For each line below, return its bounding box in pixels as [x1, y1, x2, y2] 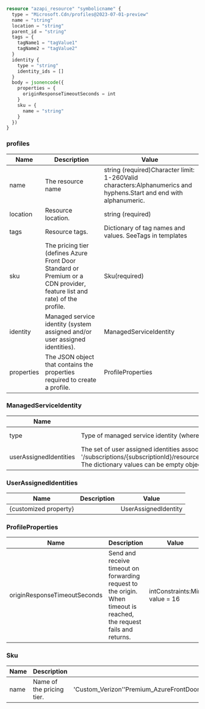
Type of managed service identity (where [81, 431, 200, 440]
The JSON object [45, 352, 95, 361]
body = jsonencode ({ [12, 79, 64, 85]
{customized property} [9, 504, 74, 513]
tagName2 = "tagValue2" [17, 46, 78, 52]
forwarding [108, 572, 140, 580]
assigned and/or [45, 327, 92, 336]
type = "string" [17, 62, 59, 68]
